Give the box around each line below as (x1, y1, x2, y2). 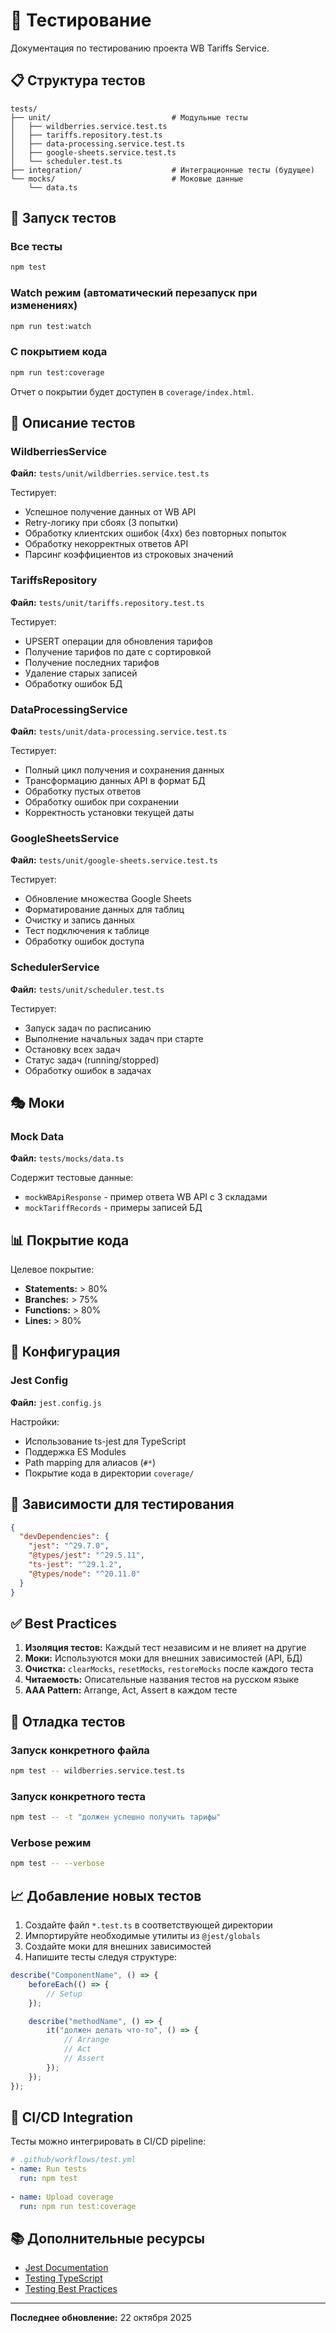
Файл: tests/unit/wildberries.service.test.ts (10, 467, 210, 479)
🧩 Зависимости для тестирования (10, 1496, 235, 1513)
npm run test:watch (10, 321, 92, 331)
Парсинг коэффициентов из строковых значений (24, 549, 234, 561)
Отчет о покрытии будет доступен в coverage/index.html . (10, 385, 255, 398)
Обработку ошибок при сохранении (24, 795, 180, 808)
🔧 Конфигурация (10, 1344, 121, 1361)
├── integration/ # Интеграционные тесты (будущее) (10, 165, 315, 175)
